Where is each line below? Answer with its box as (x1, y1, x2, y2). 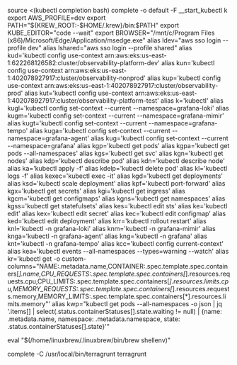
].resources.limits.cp (169, 277, 229, 286)
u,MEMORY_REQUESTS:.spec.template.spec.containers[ (7, 285, 173, 293)
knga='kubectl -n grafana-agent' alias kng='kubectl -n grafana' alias (7, 232, 207, 240)
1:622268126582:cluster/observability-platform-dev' (7, 59, 161, 67)
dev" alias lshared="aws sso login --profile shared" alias (28, 44, 192, 52)
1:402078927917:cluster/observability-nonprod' (7, 74, 146, 82)
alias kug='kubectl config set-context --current (91, 134, 229, 142)
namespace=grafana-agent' (7, 134, 90, 142)
